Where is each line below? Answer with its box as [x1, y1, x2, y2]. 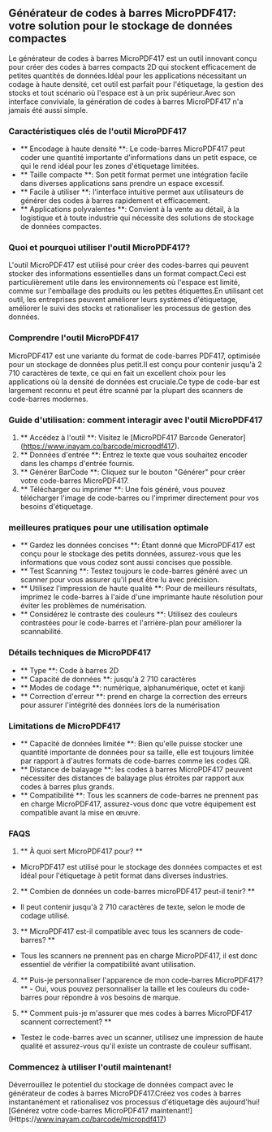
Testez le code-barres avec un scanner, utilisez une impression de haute [19, 1033, 264, 1043]
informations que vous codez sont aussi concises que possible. [19, 558, 233, 568]
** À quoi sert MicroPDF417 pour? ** [19, 846, 144, 856]
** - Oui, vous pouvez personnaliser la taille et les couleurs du [19, 984, 228, 994]
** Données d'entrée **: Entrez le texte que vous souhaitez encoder [19, 450, 248, 460]
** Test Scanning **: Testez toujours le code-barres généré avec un [19, 566, 248, 576]
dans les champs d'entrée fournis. [19, 459, 135, 468]
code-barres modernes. [8, 394, 89, 404]
